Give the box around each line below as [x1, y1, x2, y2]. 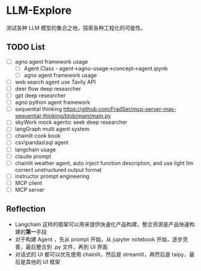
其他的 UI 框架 [25, 258, 61, 265]
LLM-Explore [6, 4, 72, 17]
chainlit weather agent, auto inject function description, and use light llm [14, 159, 194, 166]
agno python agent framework [14, 99, 91, 106]
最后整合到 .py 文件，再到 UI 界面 [25, 243, 108, 250]
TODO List [6, 42, 45, 52]
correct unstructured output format [14, 166, 102, 173]
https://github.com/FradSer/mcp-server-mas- [63, 106, 176, 113]
